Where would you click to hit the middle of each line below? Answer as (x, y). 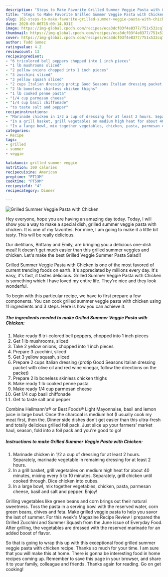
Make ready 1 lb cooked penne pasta (51, 383)
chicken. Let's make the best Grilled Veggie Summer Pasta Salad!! (73, 255)
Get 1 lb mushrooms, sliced (41, 341)
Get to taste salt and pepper (42, 399)
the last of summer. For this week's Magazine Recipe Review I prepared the (83, 517)
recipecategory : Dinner (30, 191)
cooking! (15, 569)
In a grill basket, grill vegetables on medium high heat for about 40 (81, 470)
